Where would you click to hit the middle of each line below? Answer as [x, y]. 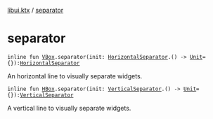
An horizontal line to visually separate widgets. [75, 76]
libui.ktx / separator [35, 10]
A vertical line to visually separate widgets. [69, 108]
